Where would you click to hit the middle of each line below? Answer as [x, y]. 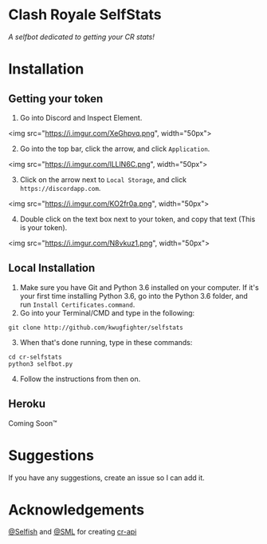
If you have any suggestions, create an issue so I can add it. [106, 478]
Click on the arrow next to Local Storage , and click [103, 179]
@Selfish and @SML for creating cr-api [73, 532]
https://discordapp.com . [60, 188]
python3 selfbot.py [41, 364]
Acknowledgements [77, 510]
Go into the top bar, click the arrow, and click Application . [115, 149]
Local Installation [52, 268]
